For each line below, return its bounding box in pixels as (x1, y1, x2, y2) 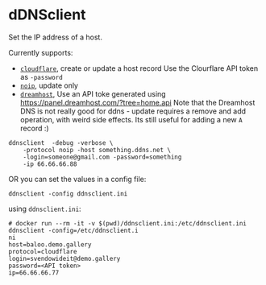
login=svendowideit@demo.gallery (8, 254, 121, 262)
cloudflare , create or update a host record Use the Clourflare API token (19, 63, 259, 73)
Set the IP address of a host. (8, 32, 103, 42)
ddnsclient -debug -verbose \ (8, 138, 114, 147)
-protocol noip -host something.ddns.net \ (23, 146, 172, 154)
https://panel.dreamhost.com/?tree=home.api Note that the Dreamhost (19, 97, 256, 107)
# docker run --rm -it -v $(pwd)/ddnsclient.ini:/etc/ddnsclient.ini (8, 219, 247, 227)
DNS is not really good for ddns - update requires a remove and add (19, 106, 247, 116)
